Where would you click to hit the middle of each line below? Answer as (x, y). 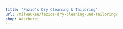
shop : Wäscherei (22, 19)
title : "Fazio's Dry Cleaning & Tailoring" (52, 10)
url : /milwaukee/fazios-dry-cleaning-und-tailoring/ (62, 14)
